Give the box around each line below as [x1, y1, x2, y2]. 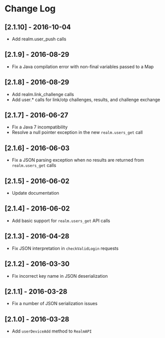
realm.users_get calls [11, 162, 57, 168]
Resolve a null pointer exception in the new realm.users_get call [11, 129, 143, 135]
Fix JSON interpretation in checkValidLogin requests [11, 245, 119, 251]
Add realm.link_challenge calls [11, 91, 74, 97]
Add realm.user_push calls [11, 36, 67, 42]
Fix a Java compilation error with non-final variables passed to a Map [11, 63, 154, 70]
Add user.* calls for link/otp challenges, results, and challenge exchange [11, 97, 161, 103]
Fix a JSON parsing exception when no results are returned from [11, 157, 145, 163]
